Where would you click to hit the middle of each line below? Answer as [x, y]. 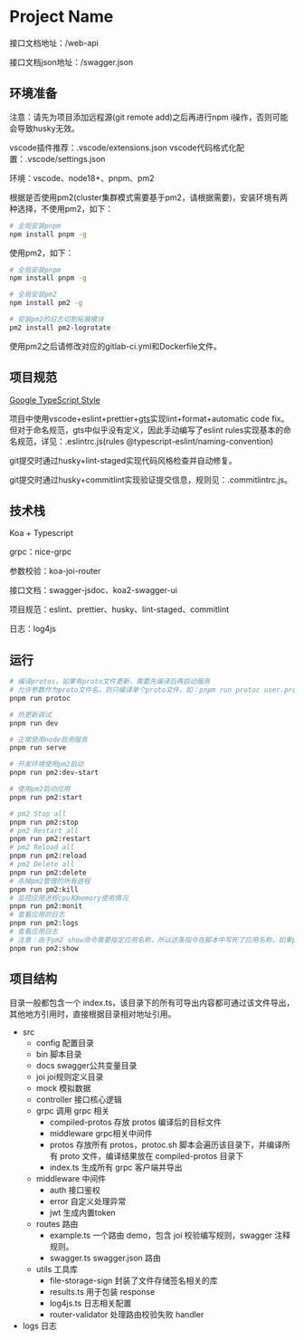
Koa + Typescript [42, 533]
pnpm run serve [38, 748]
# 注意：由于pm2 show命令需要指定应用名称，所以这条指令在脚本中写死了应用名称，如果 [151, 940]
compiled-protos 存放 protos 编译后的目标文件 [135, 1122]
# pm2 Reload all [42, 847]
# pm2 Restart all [44, 830]
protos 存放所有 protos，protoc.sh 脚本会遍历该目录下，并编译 [166, 1144]
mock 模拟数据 [63, 1087]
